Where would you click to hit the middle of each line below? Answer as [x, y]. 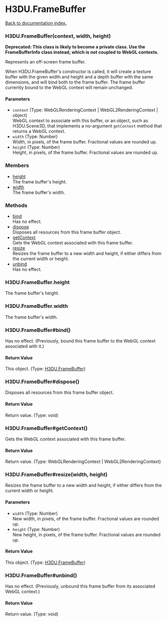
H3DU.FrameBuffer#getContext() [46, 428]
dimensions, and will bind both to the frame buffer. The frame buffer [75, 82]
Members [17, 165]
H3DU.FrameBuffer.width [37, 306]
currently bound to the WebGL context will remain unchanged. [69, 87]
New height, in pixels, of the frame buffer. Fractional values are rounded [86, 534]
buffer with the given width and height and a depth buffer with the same [79, 77]
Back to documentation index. [36, 23]
